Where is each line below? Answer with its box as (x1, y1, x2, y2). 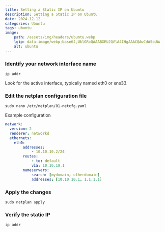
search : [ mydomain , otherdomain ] (31, 172, 100, 177)
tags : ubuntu (5, 26, 32, 31)
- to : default (31, 158, 60, 163)
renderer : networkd (9, 131, 50, 136)
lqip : (14, 39, 26, 44)
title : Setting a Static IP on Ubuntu (5, 7, 84, 12)
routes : (23, 154, 38, 159)
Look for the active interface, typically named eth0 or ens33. (5, 80, 128, 86)
